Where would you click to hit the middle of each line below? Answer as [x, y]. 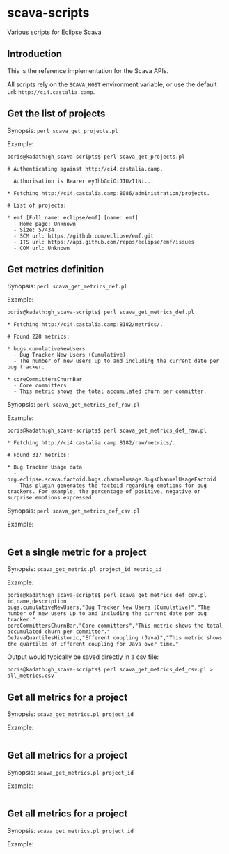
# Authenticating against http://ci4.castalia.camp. [85, 169]
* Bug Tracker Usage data [45, 467]
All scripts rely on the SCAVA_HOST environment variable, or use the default [112, 84]
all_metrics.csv [31, 676]
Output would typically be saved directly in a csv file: [83, 657]
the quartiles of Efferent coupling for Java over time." [93, 644]
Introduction [35, 54]
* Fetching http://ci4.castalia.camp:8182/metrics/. [85, 325]
